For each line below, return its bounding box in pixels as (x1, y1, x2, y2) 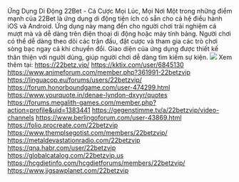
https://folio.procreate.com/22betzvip (7, 121, 118, 129)
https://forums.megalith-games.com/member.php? (7, 98, 157, 107)
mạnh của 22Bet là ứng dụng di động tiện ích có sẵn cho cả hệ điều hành (7, 14, 223, 23)
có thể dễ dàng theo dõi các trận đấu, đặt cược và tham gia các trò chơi (7, 37, 218, 45)
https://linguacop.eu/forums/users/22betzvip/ (7, 75, 143, 84)
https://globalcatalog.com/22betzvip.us (7, 151, 124, 159)
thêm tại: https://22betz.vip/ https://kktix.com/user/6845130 (7, 60, 184, 69)
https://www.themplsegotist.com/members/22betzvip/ (7, 129, 168, 136)
